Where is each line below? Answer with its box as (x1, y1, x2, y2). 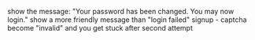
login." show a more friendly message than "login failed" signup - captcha (7, 15, 247, 24)
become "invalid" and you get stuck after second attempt (7, 24, 194, 32)
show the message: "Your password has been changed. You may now (7, 7, 235, 16)
